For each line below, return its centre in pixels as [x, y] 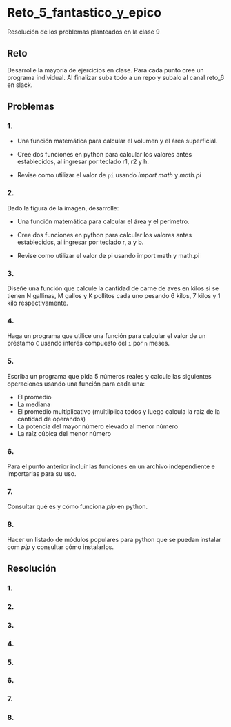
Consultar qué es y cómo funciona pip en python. [78, 507]
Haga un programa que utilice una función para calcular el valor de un [107, 336]
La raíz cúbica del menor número [64, 433]
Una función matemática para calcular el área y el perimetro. [103, 221]
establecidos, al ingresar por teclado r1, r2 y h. [83, 162]
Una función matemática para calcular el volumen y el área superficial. [117, 141]
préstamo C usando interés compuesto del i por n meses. [89, 343]
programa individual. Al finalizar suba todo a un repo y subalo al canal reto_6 [116, 77]
